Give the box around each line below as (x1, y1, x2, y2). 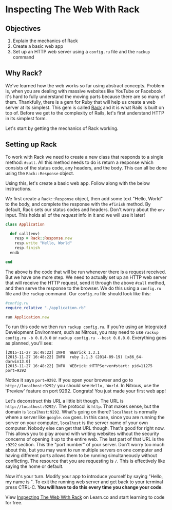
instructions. (5, 185, 32, 192)
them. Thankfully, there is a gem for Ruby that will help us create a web (5, 99, 156, 105)
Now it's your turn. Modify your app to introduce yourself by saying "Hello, (5, 474, 163, 480)
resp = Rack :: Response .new (14, 236, 72, 241)
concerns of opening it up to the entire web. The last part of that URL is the (5, 436, 164, 442)
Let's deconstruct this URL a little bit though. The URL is (5, 398, 124, 404)
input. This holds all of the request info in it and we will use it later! (5, 212, 145, 218)
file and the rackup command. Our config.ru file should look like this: (5, 290, 151, 296)
